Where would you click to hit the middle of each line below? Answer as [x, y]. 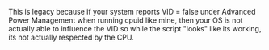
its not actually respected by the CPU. [71, 37]
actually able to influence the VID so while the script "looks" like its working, [135, 29]
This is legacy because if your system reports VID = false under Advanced [132, 12]
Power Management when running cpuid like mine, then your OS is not [126, 20]
